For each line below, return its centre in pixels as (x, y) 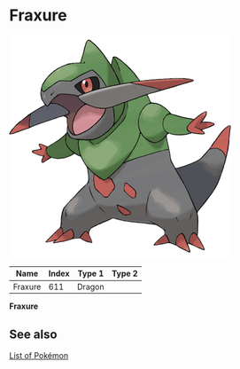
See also (33, 334)
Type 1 (91, 274)
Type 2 (125, 274)
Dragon (90, 287)
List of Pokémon (39, 355)
